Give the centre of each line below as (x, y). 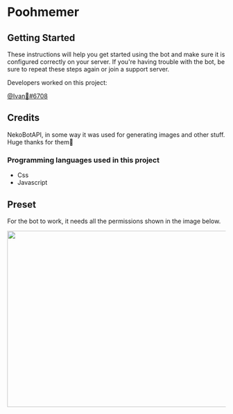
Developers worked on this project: (57, 83)
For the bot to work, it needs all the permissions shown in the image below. (114, 221)
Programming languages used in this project (83, 160)
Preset (22, 205)
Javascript (32, 183)
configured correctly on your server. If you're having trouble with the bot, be (116, 62)
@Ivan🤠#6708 (28, 96)
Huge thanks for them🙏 (41, 142)
